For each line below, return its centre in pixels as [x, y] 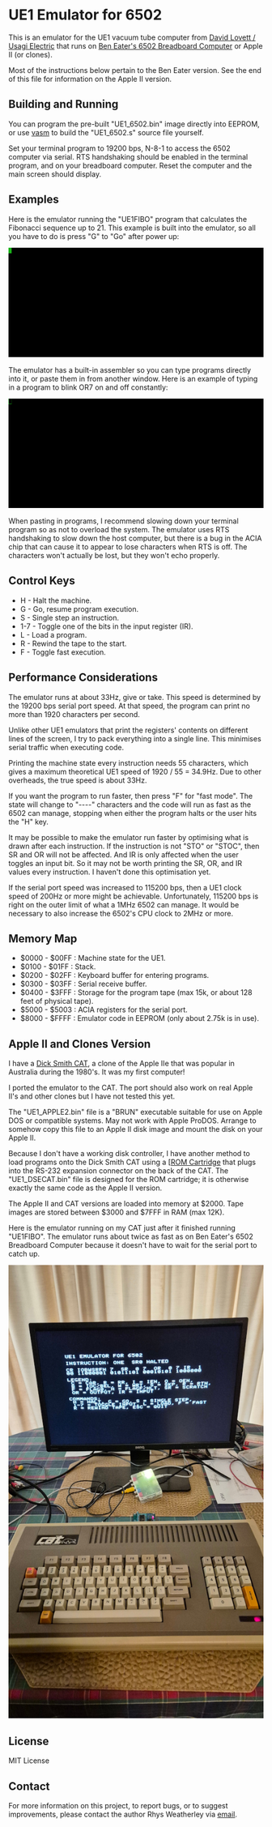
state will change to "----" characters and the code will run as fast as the [130, 805]
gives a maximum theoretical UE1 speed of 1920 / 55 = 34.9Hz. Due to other [135, 771]
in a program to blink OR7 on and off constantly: [88, 387]
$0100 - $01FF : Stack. [58, 967]
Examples [34, 200]
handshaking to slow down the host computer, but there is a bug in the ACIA [135, 538]
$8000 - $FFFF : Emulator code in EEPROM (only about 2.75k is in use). [139, 1018]
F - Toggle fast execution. [63, 652]
